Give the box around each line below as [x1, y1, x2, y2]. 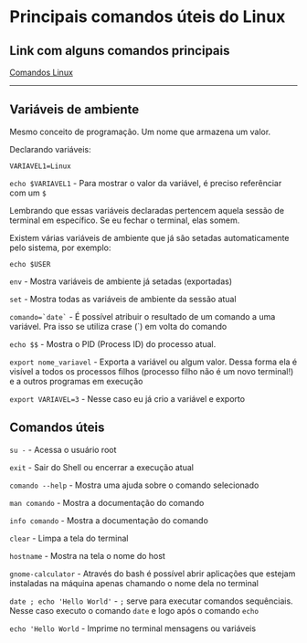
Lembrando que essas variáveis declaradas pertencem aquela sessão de [9, 205, 285, 216]
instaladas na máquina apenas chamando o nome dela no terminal [9, 577, 259, 588]
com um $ [9, 187, 48, 198]
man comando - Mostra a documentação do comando [9, 497, 205, 508]
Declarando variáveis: [9, 143, 91, 154]
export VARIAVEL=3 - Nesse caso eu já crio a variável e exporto [9, 393, 245, 404]
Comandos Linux [9, 67, 73, 78]
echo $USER [9, 259, 51, 269]
